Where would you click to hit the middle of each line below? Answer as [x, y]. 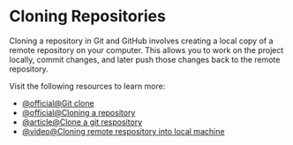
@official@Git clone [58, 103]
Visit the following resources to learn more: [87, 86]
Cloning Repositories [87, 16]
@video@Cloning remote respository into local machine [123, 131]
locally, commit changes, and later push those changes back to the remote [145, 59]
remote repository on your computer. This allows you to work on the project [146, 50]
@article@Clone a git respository [82, 122]
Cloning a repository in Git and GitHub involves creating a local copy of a [141, 41]
